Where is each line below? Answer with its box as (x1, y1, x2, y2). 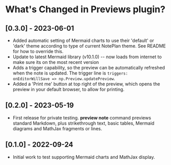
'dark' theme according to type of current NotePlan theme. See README (12, 43, 166, 49)
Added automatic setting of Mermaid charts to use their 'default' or (12, 37, 155, 43)
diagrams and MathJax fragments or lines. (12, 125, 102, 131)
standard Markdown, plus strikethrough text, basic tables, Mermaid (12, 120, 155, 126)
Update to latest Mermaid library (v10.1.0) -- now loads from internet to (12, 54, 162, 60)
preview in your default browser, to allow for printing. (12, 86, 124, 92)
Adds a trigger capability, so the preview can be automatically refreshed (12, 65, 165, 70)
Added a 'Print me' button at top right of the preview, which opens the (12, 81, 160, 87)
